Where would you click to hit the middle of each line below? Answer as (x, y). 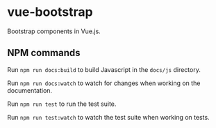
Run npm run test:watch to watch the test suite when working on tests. (108, 117)
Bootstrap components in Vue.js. (54, 31)
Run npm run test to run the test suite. (62, 104)
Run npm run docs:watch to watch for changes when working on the (104, 83)
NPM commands (44, 53)
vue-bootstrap (50, 12)
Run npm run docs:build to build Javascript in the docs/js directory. (104, 69)
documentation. (30, 90)
